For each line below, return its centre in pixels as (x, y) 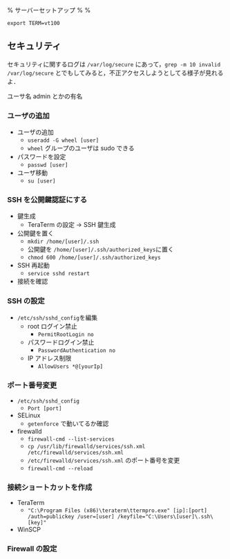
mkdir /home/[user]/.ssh (63, 242)
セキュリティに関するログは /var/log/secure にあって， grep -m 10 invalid (114, 64)
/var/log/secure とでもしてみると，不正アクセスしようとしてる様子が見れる (115, 73)
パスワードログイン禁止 (61, 342)
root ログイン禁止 (52, 326)
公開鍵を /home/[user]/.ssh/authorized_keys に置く (100, 249)
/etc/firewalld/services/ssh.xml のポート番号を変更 (104, 460)
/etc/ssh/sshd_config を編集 (57, 318)
